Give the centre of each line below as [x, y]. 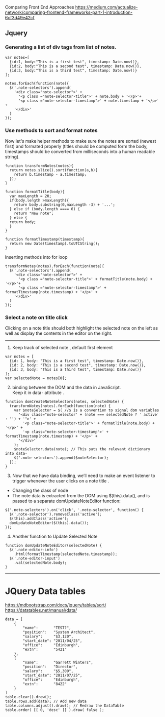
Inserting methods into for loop [36, 257]
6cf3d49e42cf [20, 18]
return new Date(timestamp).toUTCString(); [55, 243]
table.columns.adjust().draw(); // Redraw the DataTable [65, 706]
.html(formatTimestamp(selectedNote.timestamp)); [66, 554]
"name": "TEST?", [47, 628]
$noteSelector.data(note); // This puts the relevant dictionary [82, 449]
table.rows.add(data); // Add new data [46, 701]
